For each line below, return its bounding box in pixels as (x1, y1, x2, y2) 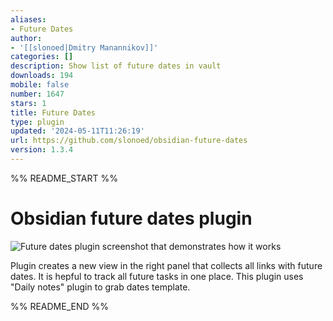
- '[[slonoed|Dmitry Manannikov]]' (10, 42, 159, 53)
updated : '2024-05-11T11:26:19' (10, 126, 145, 136)
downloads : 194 (10, 71, 74, 81)
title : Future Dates (10, 107, 97, 118)
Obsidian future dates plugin (10, 207, 253, 230)
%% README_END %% (10, 300, 110, 312)
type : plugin (10, 117, 65, 127)
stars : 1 (10, 98, 47, 108)
